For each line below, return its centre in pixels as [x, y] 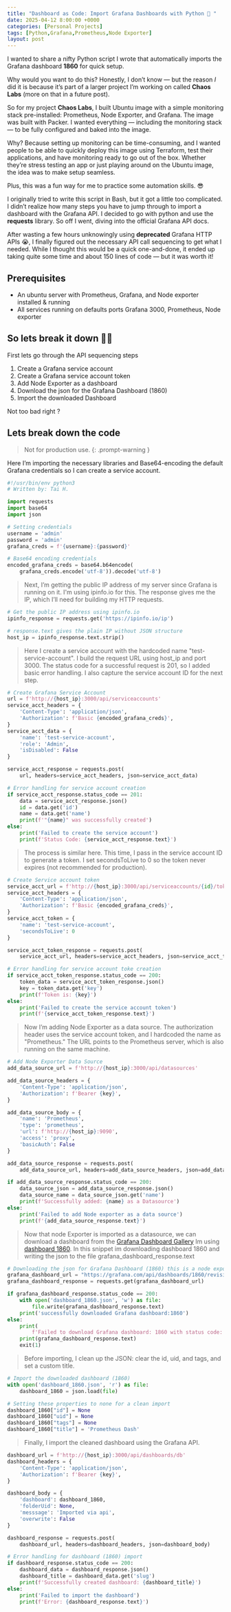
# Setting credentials [40, 527]
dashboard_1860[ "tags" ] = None [52, 1423]
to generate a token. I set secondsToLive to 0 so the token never [115, 860]
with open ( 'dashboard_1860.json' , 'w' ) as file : [90, 1301]
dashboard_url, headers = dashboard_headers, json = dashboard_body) [115, 1544]
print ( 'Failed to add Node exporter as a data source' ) [101, 1214]
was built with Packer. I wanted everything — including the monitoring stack [114, 122]
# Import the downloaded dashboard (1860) [69, 1379]
